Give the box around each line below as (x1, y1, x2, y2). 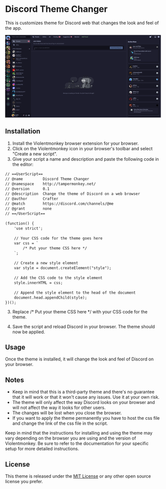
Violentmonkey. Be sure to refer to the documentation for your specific (5, 441, 149, 446)
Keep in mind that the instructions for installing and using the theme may (5, 430, 153, 436)
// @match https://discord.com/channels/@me (5, 201, 114, 206)
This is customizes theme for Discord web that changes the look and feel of (5, 20, 159, 26)
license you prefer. (5, 478, 43, 484)
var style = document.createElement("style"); (14, 266, 112, 270)
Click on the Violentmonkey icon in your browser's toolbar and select (12, 145, 153, 151)
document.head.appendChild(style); (14, 295, 87, 300)
